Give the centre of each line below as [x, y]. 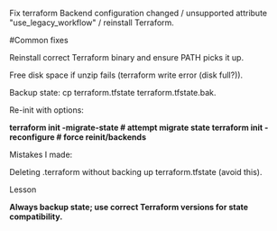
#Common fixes [39, 40]
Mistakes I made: [41, 154]
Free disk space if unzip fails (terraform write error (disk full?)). [126, 75]
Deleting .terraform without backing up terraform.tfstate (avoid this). [136, 172]
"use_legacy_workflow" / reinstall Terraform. [92, 23]
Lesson [23, 189]
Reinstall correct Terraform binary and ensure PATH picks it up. [127, 57]
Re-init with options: [46, 110]
